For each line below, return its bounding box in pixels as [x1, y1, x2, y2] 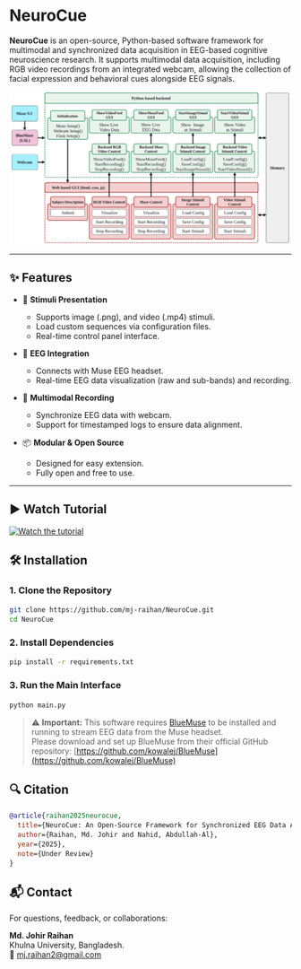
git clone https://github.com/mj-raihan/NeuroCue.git [9, 606, 215, 615]
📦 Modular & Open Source [21, 437, 125, 448]
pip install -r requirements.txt [9, 658, 134, 667]
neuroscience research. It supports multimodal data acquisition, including [9, 54, 280, 65]
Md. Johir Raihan [9, 930, 74, 941]
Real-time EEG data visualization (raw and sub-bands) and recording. [35, 374, 292, 386]
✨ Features [9, 270, 73, 285]
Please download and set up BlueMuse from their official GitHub [30, 736, 269, 746]
